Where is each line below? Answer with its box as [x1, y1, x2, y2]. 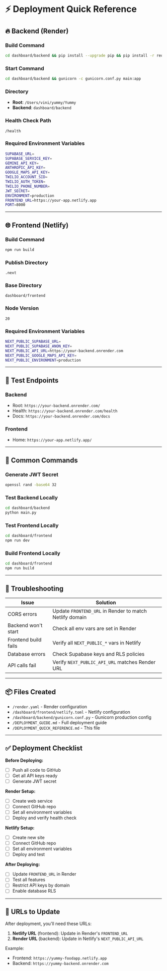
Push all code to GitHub [12, 767, 61, 773]
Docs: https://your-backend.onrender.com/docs [12, 413, 110, 419]
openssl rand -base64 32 [5, 483, 57, 487]
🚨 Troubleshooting [5, 584, 64, 593]
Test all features [12, 877, 46, 883]
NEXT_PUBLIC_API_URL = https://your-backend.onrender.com [5, 348, 123, 353]
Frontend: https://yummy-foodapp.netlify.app [12, 955, 107, 961]
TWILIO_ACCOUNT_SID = [5, 175, 48, 180]
